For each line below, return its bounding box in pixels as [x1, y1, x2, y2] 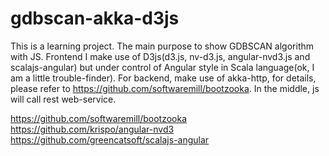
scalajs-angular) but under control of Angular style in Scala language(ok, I [10, 61, 315, 73]
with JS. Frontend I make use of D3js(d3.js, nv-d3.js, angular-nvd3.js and [10, 50, 311, 62]
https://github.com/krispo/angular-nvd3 [10, 123, 175, 135]
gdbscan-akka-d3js [10, 7, 180, 30]
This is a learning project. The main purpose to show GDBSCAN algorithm [10, 40, 315, 52]
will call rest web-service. [10, 93, 117, 105]
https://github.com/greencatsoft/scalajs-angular [10, 133, 210, 146]
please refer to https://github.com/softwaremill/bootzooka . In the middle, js [10, 82, 320, 94]
